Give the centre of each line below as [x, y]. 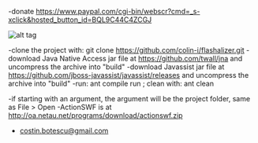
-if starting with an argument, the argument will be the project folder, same [129, 99]
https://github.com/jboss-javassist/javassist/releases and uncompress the [129, 75]
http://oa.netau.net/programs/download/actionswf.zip [95, 115]
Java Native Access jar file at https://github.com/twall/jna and [142, 59]
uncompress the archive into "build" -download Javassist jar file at [116, 67]
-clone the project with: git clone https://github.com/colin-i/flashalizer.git [126, 50]
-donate [21, 11]
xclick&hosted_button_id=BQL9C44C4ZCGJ [80, 20]
